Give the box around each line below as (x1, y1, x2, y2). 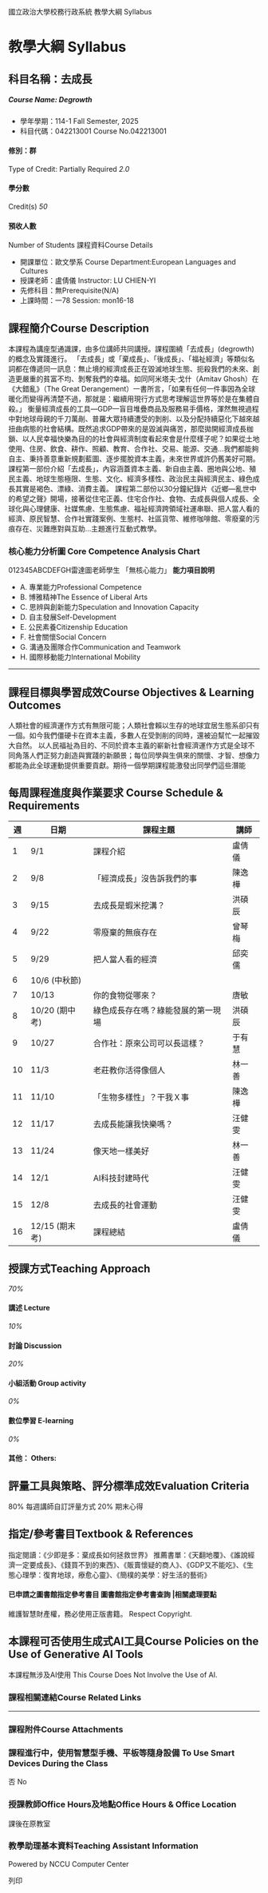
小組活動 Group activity (8, 1378, 86, 1388)
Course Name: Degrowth (8, 95, 93, 105)
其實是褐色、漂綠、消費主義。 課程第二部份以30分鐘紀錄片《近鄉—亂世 (14, 483, 250, 493)
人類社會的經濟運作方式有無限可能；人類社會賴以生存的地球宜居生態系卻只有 (8, 721, 260, 730)
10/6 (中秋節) (30, 974, 82, 985)
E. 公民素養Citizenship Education (19, 622, 128, 632)
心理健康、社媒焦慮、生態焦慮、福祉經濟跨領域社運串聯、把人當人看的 (29, 503, 260, 513)
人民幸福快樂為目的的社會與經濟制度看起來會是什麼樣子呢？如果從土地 (29, 434, 260, 443)
